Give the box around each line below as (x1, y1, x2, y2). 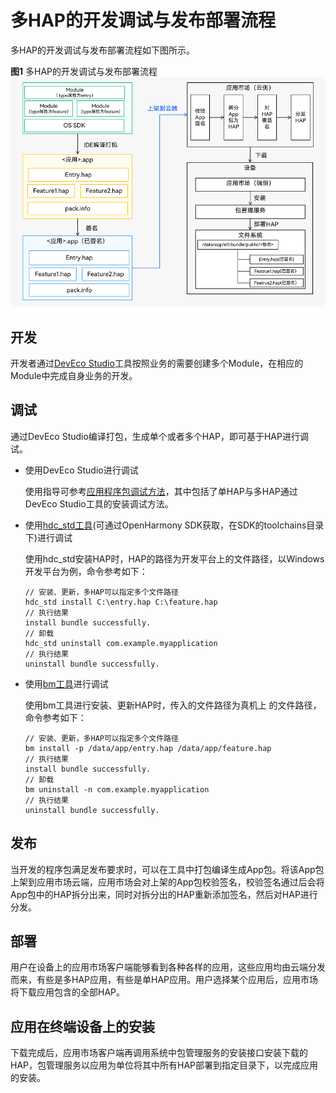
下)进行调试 (24, 531, 73, 543)
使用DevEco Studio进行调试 (24, 464, 139, 476)
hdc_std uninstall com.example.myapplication (24, 638, 218, 648)
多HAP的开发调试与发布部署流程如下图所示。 (10, 44, 196, 56)
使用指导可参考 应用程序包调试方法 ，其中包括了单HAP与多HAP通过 (24, 485, 298, 497)
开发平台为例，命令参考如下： (24, 565, 148, 577)
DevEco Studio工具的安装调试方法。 (24, 497, 174, 510)
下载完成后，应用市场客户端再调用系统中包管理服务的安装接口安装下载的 (10, 1047, 308, 1059)
